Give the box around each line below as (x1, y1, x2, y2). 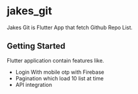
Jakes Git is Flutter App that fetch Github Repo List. (7, 24, 133, 31)
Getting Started (7, 41, 66, 51)
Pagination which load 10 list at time (15, 74, 104, 82)
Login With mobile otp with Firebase (15, 68, 105, 76)
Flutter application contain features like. (7, 57, 105, 64)
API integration (15, 81, 53, 88)
